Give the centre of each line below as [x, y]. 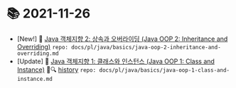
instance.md [34, 79]
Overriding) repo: [43, 46]
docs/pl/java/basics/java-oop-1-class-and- [164, 70]
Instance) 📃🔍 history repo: [57, 69]
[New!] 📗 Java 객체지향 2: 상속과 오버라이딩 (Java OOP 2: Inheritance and [122, 39]
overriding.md [38, 54]
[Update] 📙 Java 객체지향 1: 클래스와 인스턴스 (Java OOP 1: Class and [116, 61]
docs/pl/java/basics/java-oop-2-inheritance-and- [146, 47]
